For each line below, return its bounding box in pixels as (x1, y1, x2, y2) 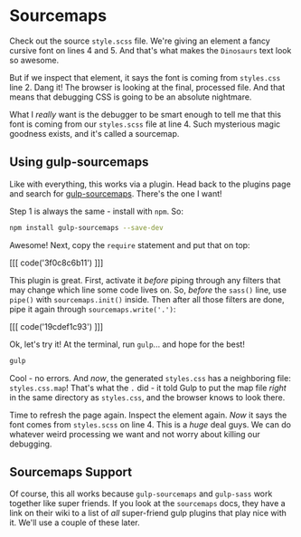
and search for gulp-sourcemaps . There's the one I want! (9, 187, 223, 199)
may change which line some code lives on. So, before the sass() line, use (9, 284, 287, 295)
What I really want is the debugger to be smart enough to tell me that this (9, 109, 282, 120)
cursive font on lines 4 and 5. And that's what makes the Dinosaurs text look (9, 44, 292, 55)
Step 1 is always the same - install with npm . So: (9, 206, 183, 216)
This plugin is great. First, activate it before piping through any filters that (9, 274, 281, 285)
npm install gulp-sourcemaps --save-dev (9, 223, 165, 232)
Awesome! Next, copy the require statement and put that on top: (9, 239, 250, 250)
